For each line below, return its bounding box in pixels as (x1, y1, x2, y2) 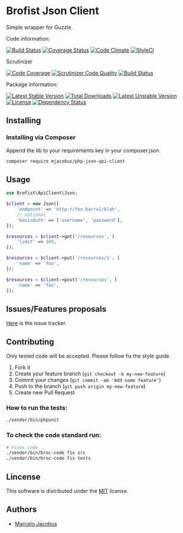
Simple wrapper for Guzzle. (6, 24, 73, 31)
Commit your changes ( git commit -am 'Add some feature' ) (14, 377, 161, 384)
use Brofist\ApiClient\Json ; (6, 190, 78, 196)
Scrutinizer (6, 58, 33, 65)
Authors (6, 505, 37, 515)
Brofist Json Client (6, 4, 99, 18)
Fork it (14, 364, 31, 371)
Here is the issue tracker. (6, 320, 67, 327)
